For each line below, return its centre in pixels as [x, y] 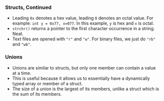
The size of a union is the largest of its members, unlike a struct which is [85, 89]
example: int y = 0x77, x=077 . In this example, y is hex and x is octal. [83, 23]
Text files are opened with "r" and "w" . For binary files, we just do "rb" [84, 39]
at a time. [22, 73]
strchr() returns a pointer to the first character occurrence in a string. [83, 29]
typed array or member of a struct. [47, 83]
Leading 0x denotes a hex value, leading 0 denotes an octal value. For [83, 18]
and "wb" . [22, 44]
